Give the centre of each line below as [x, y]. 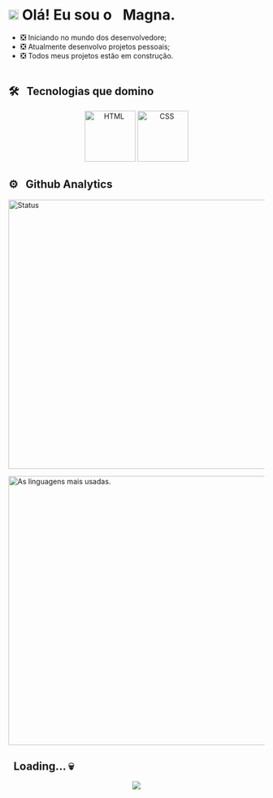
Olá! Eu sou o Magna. [99, 15]
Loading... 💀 [44, 766]
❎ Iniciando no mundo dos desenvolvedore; [93, 37]
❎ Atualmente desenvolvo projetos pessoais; [95, 46]
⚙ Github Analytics [61, 184]
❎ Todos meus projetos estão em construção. [97, 55]
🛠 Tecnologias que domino [81, 91]
